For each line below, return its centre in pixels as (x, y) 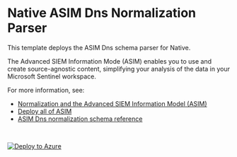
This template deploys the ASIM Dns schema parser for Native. (99, 47)
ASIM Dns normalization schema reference (80, 119)
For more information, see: (46, 90)
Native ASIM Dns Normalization (102, 13)
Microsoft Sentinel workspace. (52, 76)
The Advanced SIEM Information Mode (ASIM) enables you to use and (110, 61)
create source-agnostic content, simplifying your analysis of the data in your (118, 69)
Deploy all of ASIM (45, 111)
